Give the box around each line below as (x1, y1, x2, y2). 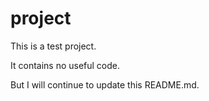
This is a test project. (10, 40, 97, 52)
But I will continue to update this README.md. (10, 78, 200, 91)
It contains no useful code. (10, 59, 121, 71)
